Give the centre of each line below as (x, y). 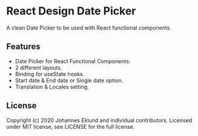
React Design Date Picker (71, 11)
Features (23, 47)
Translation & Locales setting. (52, 87)
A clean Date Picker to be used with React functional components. (89, 28)
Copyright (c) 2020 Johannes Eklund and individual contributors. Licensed (99, 120)
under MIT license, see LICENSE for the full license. (71, 126)
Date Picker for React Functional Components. (73, 61)
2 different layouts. (38, 67)
